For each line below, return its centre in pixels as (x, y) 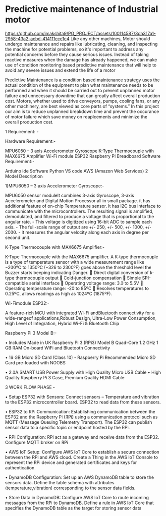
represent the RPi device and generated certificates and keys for (71, 462)
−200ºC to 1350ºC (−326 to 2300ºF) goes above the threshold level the (78, 267)
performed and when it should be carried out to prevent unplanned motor (80, 90)
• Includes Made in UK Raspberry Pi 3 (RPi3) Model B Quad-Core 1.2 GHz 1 (82, 343)
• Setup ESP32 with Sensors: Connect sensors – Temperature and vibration (82, 397)
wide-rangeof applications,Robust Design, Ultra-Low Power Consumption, (81, 318)
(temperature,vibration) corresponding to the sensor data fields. (70, 488)
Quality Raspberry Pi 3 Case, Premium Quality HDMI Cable (65, 377)
